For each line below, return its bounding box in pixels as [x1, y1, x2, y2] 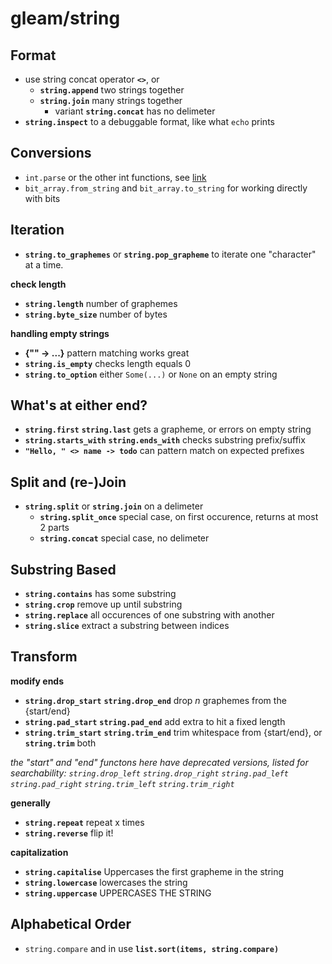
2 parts [39, 522, 70, 534]
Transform [10, 648, 78, 666]
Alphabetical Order [10, 916, 132, 933]
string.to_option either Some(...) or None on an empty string [24, 368, 278, 380]
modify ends [10, 675, 65, 687]
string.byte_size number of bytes [24, 308, 168, 320]
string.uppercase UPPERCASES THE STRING [24, 887, 212, 899]
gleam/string [10, 7, 121, 30]
